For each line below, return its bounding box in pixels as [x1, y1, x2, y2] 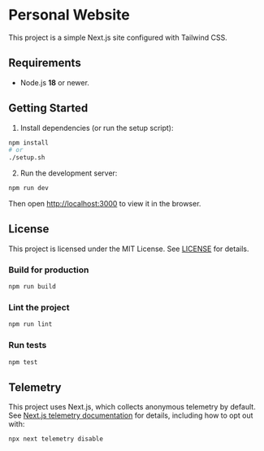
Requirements [8, 56, 81, 70]
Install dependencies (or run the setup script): [19, 123, 174, 132]
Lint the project [8, 301, 70, 313]
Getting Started [8, 102, 89, 115]
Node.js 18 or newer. [19, 77, 89, 87]
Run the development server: [19, 168, 118, 178]
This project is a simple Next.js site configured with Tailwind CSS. [8, 33, 227, 42]
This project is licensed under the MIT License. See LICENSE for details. [8, 244, 249, 254]
